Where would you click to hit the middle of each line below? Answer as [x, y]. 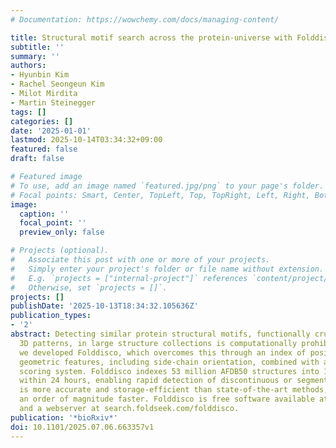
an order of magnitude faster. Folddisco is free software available [167, 399]
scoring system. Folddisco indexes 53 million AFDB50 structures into [169, 371]
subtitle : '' [37, 47]
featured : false [44, 149]
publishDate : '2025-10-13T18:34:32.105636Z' [104, 306]
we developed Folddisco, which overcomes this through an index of [163, 352]
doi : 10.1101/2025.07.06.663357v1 [82, 427]
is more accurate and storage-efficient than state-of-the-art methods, [174, 390]
